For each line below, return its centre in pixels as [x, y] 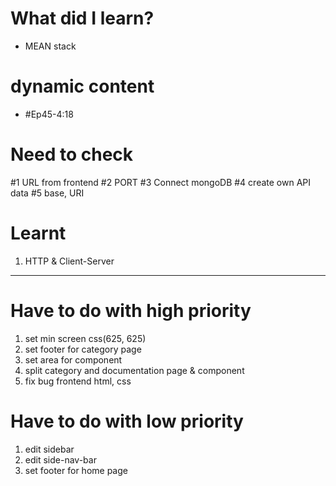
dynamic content [82, 86]
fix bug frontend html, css [78, 381]
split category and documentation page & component [134, 370]
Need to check [72, 154]
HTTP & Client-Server [69, 261]
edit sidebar [49, 449]
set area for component [73, 359]
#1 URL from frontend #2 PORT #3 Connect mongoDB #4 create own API [160, 182]
